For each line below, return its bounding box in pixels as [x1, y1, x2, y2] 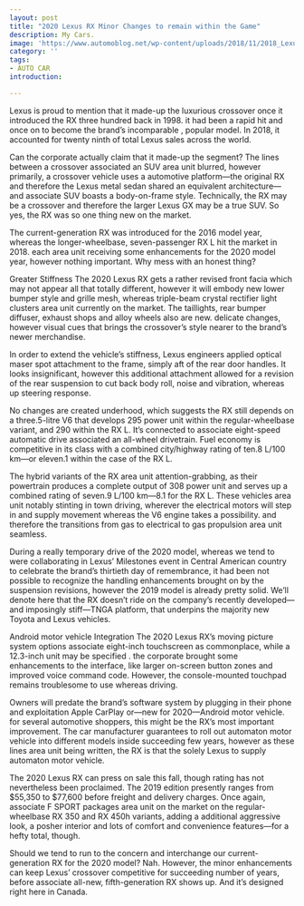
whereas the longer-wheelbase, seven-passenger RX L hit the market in [9, 237, 278, 248]
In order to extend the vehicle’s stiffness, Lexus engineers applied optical [9, 348, 282, 359]
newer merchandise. [9, 331, 86, 342]
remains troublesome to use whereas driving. [9, 679, 178, 690]
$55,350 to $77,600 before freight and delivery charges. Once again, [9, 791, 266, 803]
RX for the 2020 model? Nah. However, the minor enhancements [51, 857, 292, 868]
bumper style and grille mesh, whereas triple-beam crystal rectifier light [9, 292, 278, 304]
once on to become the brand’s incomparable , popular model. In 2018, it [9, 124, 280, 135]
